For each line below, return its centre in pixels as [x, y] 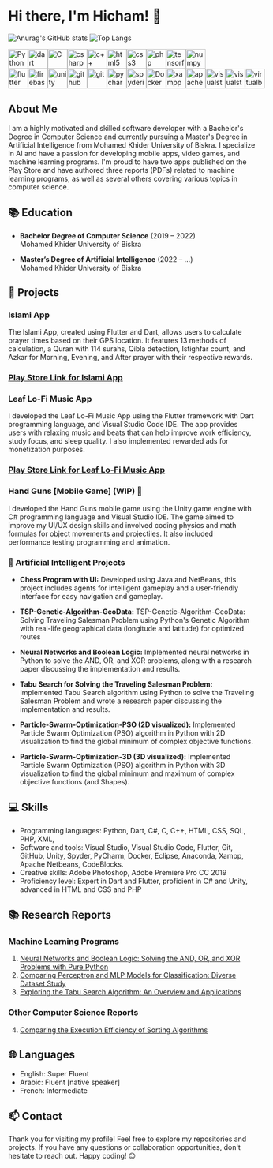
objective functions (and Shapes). [75, 781]
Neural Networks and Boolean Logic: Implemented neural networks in [135, 652]
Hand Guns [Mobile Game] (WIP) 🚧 [75, 491]
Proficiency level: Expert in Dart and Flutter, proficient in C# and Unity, [134, 881]
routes [30, 636]
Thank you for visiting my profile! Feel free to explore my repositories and [127, 1139]
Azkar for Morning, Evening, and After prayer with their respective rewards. [131, 358]
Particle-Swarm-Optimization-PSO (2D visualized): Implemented [127, 724]
